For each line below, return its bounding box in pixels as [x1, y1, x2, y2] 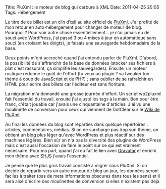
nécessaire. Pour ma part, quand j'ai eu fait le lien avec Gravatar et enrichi [5, 148, 156, 153]
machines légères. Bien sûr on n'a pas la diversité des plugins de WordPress [5, 137, 162, 143]
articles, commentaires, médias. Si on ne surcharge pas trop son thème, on [5, 127, 159, 133]
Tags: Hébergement [5, 9, 46, 15]
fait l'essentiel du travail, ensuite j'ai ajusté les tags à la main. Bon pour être [5, 96, 159, 102]
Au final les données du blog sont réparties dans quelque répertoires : [5, 121, 148, 127]
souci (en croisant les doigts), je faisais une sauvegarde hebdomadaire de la [5, 40, 161, 46]
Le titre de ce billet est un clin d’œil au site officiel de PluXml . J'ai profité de [5, 19, 159, 25]
